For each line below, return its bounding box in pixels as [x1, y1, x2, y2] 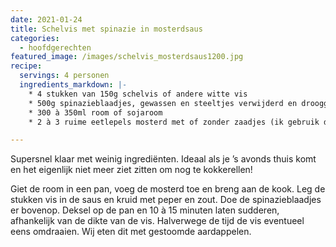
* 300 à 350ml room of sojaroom [28, 107, 163, 118]
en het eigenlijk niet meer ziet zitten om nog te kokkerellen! [10, 164, 253, 176]
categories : [10, 33, 60, 43]
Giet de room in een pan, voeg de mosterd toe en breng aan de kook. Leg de [10, 183, 326, 195]
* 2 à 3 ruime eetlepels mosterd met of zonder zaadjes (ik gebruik [28, 117, 320, 127]
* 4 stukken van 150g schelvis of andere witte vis [28, 89, 248, 99]
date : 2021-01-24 [10, 14, 83, 25]
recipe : [10, 61, 43, 71]
